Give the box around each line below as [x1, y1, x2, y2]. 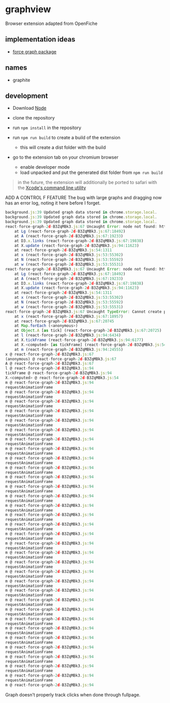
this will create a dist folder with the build [20, 144, 106, 150]
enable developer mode [20, 164, 70, 170]
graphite [12, 77, 30, 83]
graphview [5, 4, 52, 15]
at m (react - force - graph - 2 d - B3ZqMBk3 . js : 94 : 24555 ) [14, 347, 123, 352]
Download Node [12, 105, 47, 111]
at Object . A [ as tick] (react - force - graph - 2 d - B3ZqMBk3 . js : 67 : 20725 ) [14, 328, 162, 333]
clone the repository [12, 115, 55, 121]
